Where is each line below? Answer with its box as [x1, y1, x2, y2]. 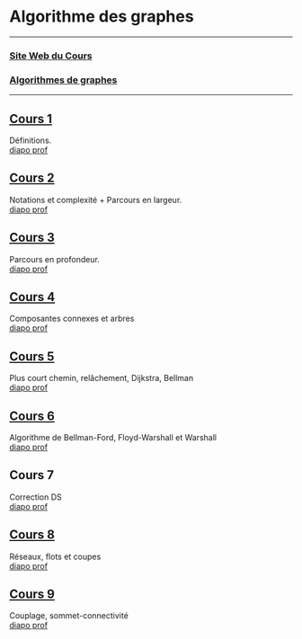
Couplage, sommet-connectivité [9, 610, 129, 621]
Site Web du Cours [9, 49, 93, 62]
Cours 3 [9, 230, 56, 245]
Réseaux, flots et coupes [9, 551, 102, 562]
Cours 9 [9, 587, 56, 602]
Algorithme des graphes [9, 6, 195, 27]
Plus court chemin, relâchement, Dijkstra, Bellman [9, 373, 194, 384]
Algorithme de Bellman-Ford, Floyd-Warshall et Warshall [9, 432, 218, 443]
